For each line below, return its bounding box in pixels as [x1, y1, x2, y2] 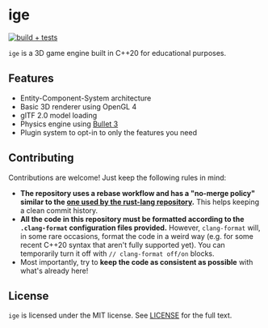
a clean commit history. [19, 205, 98, 215]
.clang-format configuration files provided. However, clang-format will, [19, 223, 261, 232]
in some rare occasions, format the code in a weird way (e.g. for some [19, 231, 254, 241]
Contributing [8, 151, 74, 165]
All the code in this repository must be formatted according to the [19, 214, 245, 224]
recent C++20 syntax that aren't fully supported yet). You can [19, 240, 226, 249]
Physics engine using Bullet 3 [19, 119, 119, 129]
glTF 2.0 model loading [19, 110, 98, 120]
